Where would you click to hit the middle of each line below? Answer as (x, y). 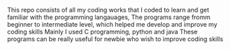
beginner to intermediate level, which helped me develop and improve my (112, 24)
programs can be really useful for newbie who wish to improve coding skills (115, 39)
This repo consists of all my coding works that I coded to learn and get (108, 10)
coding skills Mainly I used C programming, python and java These (102, 32)
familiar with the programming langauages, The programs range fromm (109, 17)
